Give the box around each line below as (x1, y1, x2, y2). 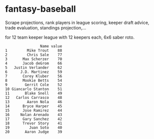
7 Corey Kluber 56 (5, 73, 63, 79)
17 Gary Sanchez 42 (5, 116, 63, 121)
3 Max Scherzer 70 (5, 56, 63, 62)
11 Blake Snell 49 (5, 91, 63, 96)
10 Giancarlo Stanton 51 (5, 87, 63, 92)
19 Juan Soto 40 (5, 125, 63, 130)
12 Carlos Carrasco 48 (5, 95, 63, 100)
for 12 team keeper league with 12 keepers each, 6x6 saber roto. (5, 34, 135, 40)
